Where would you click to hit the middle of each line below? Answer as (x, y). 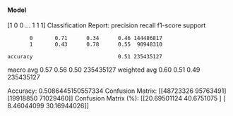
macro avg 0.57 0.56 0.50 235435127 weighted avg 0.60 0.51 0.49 (104, 70)
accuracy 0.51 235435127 (85, 57)
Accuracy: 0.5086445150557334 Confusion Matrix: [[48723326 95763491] (117, 91)
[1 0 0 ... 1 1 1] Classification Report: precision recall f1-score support (107, 25)
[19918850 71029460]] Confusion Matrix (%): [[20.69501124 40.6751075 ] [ (116, 98)
